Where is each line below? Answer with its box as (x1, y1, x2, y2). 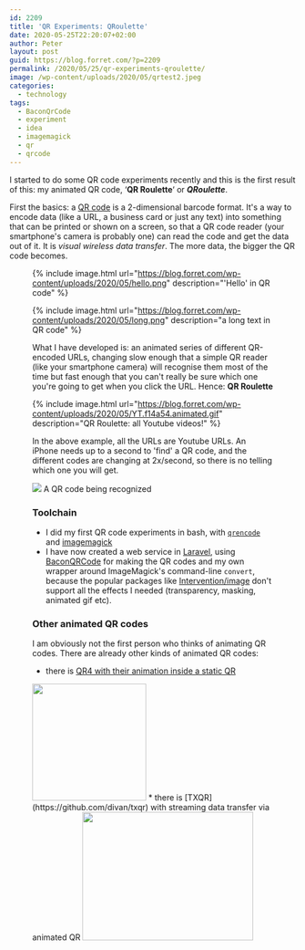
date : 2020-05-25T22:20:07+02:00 (9, 30, 137, 39)
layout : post (9, 47, 59, 57)
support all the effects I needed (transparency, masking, (45, 585, 257, 596)
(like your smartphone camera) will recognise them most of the (32, 361, 269, 372)
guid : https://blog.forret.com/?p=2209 (9, 56, 161, 65)
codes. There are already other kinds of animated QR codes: (32, 648, 259, 659)
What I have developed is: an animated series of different (32, 341, 247, 352)
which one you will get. (32, 465, 119, 475)
